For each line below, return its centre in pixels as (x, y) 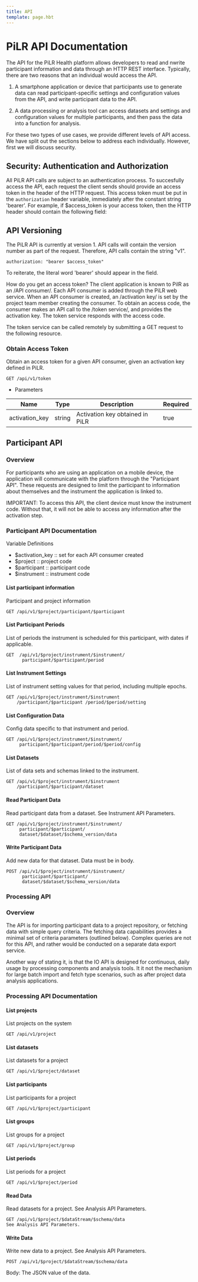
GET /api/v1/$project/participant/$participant (66, 611)
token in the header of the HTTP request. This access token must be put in (97, 193)
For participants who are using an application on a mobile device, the (90, 473)
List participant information (40, 587)
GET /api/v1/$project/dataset (43, 1071)
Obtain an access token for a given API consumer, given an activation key (95, 362)
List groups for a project (35, 1135)
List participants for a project (41, 1097)
